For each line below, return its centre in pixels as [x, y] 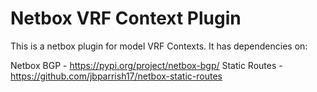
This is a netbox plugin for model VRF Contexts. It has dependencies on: [159, 46]
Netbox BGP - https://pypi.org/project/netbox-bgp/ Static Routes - [146, 65]
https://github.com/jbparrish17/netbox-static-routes [116, 76]
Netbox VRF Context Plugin [126, 18]
